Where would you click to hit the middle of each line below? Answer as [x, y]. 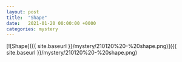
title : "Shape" [27, 18]
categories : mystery [32, 29]
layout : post [23, 12]
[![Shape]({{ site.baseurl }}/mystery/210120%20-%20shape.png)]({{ [92, 46]
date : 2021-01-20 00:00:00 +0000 [51, 23]
